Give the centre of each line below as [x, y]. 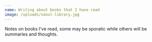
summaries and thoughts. [31, 34]
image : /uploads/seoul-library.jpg [42, 14]
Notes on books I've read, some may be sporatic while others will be [76, 28]
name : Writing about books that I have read [52, 10]
